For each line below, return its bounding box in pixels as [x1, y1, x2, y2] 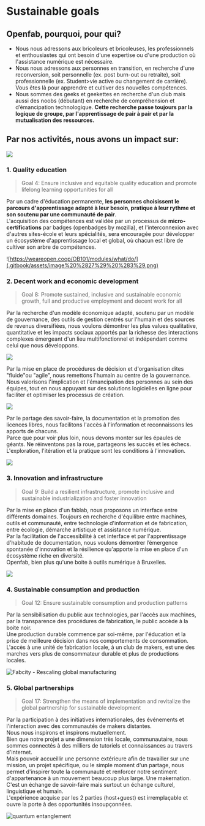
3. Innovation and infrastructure [6, 474, 103, 482]
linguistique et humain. [6, 787, 64, 795]
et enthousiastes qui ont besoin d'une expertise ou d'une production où [15, 51, 196, 59]
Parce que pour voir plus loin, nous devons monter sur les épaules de [6, 434, 182, 442]
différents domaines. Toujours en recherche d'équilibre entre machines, [6, 513, 187, 520]
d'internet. [6, 749, 32, 756]
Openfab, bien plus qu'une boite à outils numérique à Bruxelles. [6, 558, 166, 566]
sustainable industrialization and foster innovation [21, 494, 147, 502]
